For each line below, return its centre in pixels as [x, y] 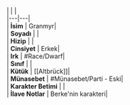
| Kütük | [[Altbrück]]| [38, 71]
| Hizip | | [20, 41]
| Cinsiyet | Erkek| [33, 49]
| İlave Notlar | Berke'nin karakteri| [57, 94]
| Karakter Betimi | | [36, 86]
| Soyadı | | [23, 33]
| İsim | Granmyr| [32, 26]
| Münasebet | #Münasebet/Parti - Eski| [65, 79]
